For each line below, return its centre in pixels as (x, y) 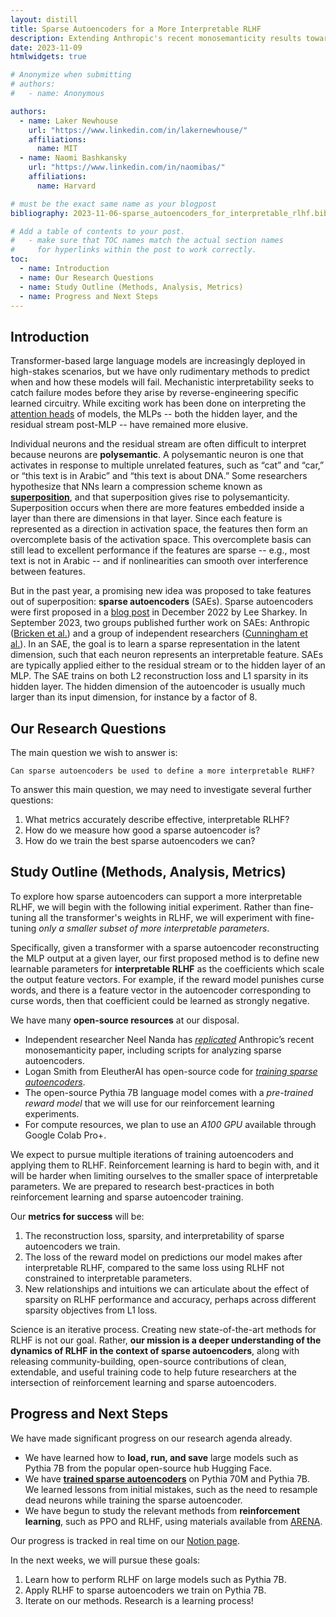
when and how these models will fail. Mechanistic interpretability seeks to (162, 382)
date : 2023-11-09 (46, 47)
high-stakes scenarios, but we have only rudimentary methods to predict (160, 372)
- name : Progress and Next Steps (89, 296)
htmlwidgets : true (48, 57)
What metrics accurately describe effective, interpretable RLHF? (157, 819)
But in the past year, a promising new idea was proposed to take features (161, 591)
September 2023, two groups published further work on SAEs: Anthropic (160, 623)
